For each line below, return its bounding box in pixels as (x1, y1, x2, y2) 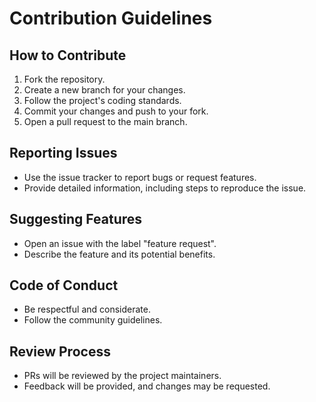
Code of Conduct (9, 277, 119, 294)
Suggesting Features (9, 211, 143, 228)
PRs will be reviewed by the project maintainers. (23, 370, 222, 382)
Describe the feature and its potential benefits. (23, 248, 216, 260)
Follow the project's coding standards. (23, 95, 182, 106)
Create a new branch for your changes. (23, 84, 186, 96)
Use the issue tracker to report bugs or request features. (23, 171, 257, 183)
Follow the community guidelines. (23, 314, 163, 326)
